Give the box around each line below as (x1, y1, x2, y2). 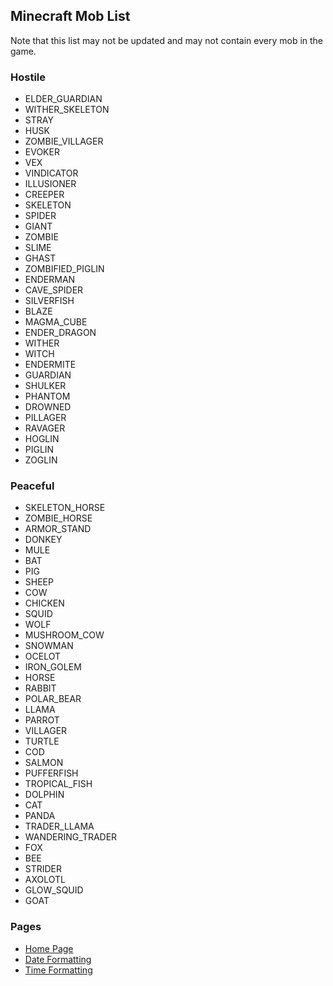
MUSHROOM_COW (24, 629, 105, 641)
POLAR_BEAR (24, 693, 82, 705)
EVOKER (24, 146, 60, 158)
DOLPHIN (24, 789, 65, 801)
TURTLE (24, 735, 60, 748)
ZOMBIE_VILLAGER (24, 135, 104, 148)
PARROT (24, 714, 60, 726)
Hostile (10, 70, 47, 84)
